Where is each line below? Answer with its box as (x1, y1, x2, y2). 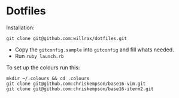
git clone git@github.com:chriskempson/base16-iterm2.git (6, 85, 154, 92)
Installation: (6, 24, 35, 31)
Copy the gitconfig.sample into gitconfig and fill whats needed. (14, 46, 175, 53)
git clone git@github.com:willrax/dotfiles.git (6, 35, 128, 41)
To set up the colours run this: (6, 64, 80, 71)
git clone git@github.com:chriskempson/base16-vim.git (6, 81, 146, 87)
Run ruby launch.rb (14, 52, 64, 59)
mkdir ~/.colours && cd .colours (6, 75, 90, 81)
